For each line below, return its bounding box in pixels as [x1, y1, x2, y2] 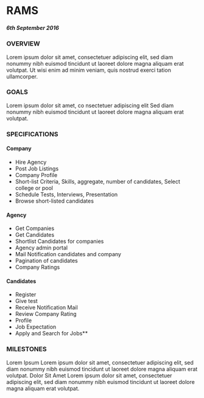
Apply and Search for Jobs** [15, 330, 88, 337]
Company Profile [15, 171, 58, 178]
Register [15, 291, 37, 298]
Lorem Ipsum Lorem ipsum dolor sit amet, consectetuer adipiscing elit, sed [6, 358, 194, 366]
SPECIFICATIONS [6, 130, 58, 138]
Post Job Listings [15, 165, 59, 172]
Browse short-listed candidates [15, 197, 94, 204]
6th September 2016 [6, 24, 60, 31]
